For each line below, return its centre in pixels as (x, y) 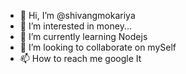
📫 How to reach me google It (80, 58)
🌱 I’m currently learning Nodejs (83, 36)
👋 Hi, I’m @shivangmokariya (77, 15)
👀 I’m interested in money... (75, 26)
